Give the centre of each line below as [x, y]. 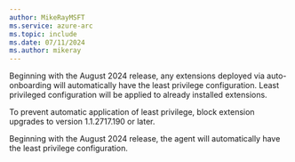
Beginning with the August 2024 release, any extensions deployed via [137, 76]
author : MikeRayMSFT [48, 17]
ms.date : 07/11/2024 [48, 42]
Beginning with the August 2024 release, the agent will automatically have [145, 139]
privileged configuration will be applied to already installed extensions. [139, 95]
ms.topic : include [43, 34]
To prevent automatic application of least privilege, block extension [132, 112]
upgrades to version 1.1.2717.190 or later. [82, 122]
